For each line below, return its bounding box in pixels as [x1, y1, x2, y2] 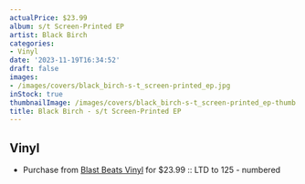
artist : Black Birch [9, 30, 89, 39]
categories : [9, 38, 55, 48]
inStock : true [9, 89, 64, 98]
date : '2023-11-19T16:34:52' [9, 56, 121, 65]
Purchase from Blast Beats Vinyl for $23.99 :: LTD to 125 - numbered [22, 165, 281, 176]
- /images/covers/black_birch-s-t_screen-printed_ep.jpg [9, 81, 231, 90]
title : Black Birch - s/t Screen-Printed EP [9, 107, 182, 116]
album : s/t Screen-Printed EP [9, 22, 125, 31]
